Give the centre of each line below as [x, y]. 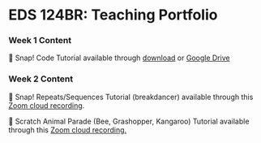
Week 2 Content [41, 79]
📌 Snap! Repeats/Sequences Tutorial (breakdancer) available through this [131, 97]
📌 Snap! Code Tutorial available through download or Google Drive [119, 58]
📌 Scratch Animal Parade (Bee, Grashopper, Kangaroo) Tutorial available [129, 121]
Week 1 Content [40, 41]
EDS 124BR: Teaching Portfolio [113, 15]
